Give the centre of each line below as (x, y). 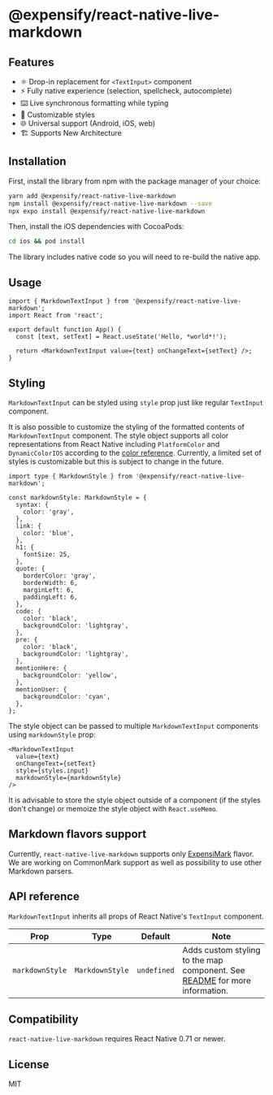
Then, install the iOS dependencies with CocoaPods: (96, 227)
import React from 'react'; (56, 316)
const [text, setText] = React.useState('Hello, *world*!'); (121, 337)
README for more (217, 980)
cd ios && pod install (47, 241)
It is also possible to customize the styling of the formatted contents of (127, 426)
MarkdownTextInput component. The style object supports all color (119, 435)
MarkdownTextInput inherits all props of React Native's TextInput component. (136, 916)
